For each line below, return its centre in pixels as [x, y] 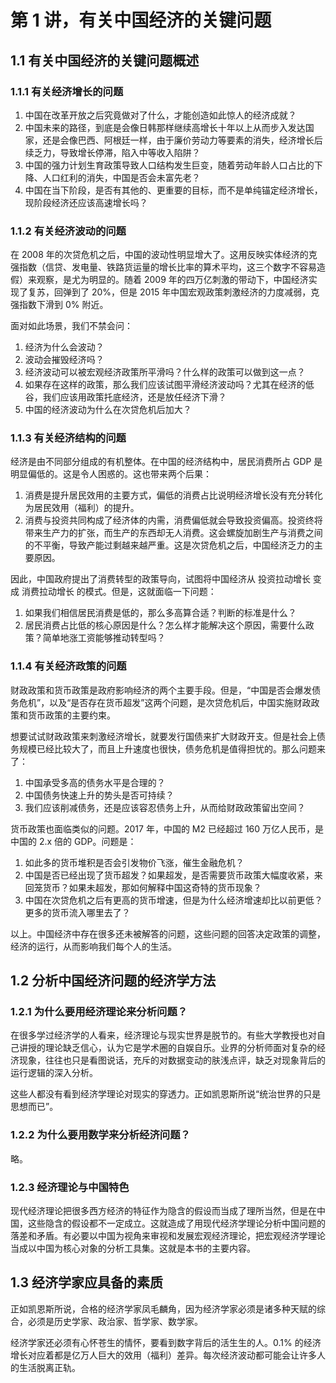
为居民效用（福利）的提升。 [82, 508]
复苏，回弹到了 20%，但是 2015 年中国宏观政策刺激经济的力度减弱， [169, 292]
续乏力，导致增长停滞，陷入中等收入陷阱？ [112, 152]
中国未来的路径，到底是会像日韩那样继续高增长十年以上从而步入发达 [165, 127]
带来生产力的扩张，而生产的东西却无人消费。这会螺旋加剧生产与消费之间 [173, 533]
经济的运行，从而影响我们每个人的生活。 [93, 946]
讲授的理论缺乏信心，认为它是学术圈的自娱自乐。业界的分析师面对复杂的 [167, 1048]
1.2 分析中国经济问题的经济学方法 [113, 981]
